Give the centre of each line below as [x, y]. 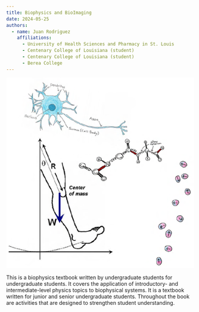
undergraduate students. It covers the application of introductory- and [92, 284]
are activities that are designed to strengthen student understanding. [91, 303]
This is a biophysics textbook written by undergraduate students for [89, 277]
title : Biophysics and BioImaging [49, 13]
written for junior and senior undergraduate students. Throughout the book [98, 296]
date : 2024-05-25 [28, 19]
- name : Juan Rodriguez [41, 32]
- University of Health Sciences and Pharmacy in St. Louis [98, 44]
